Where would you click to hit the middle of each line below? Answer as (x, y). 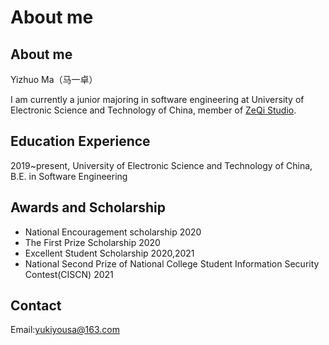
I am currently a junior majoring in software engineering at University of (157, 99)
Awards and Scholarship (88, 207)
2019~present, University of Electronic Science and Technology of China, (161, 165)
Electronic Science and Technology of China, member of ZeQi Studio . (153, 110)
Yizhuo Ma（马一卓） (54, 79)
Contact (36, 306)
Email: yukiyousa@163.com (65, 330)
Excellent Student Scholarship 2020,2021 (109, 253)
